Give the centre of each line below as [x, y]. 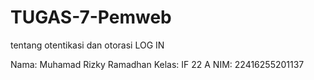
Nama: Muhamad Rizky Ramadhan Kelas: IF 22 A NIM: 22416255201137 [157, 64]
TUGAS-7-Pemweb [91, 17]
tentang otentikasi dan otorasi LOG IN [87, 45]
